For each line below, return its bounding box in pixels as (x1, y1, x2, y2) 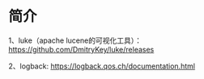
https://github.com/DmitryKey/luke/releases (8, 44, 155, 54)
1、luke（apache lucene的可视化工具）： (8, 35, 142, 45)
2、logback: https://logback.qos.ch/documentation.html (8, 61, 196, 71)
